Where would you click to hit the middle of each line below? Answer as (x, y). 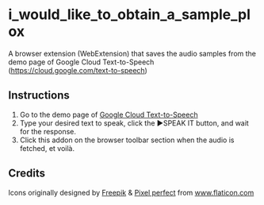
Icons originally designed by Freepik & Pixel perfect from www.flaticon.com (131, 192)
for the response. (48, 131)
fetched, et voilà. (47, 148)
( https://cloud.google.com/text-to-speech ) (78, 70)
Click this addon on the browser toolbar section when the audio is (127, 140)
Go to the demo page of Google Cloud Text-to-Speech (109, 114)
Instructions (39, 96)
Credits (27, 174)
